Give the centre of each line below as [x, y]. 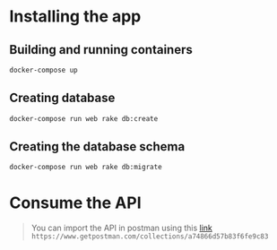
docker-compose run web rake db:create [84, 118]
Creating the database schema [97, 147]
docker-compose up [43, 70]
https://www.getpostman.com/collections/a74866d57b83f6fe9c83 [150, 237]
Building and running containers [101, 50]
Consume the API [75, 203]
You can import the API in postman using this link [121, 228]
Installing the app [75, 17]
